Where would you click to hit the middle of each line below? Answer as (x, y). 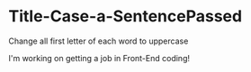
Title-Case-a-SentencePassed (126, 16)
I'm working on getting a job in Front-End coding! (99, 58)
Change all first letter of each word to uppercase (99, 41)
